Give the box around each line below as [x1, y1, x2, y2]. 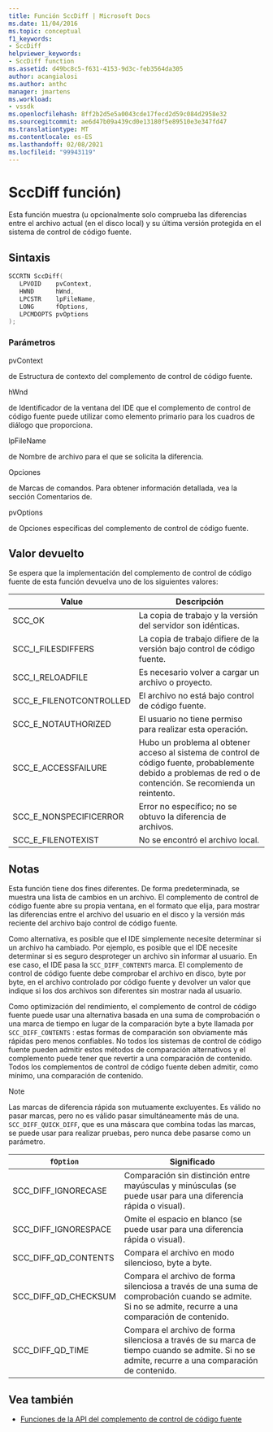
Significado [169, 1156, 215, 1168]
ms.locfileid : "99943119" [8, 148, 96, 156]
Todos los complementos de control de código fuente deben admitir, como [8, 1062, 258, 1072]
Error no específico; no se [138, 801, 237, 812]
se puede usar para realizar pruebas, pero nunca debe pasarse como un [8, 1128, 251, 1138]
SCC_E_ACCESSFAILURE [12, 762, 107, 773]
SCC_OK [12, 615, 45, 626]
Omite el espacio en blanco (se [123, 1213, 242, 1225]
